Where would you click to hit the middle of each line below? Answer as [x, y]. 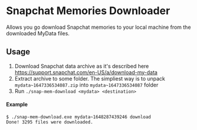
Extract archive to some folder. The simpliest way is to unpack [90, 78]
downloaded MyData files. [38, 33]
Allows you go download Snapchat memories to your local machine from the [98, 27]
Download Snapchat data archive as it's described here [82, 66]
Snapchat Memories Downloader [88, 11]
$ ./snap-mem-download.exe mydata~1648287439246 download [79, 117]
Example [17, 105]
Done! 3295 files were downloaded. [50, 122]
